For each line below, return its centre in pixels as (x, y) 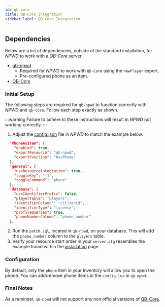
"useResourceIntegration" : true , (48, 171)
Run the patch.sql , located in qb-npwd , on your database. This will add (83, 231)
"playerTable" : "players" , (42, 198)
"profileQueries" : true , (39, 212)
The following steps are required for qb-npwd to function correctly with (76, 105)
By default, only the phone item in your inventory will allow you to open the (80, 270)
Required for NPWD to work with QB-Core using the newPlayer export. (89, 71)
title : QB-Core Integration (34, 14)
